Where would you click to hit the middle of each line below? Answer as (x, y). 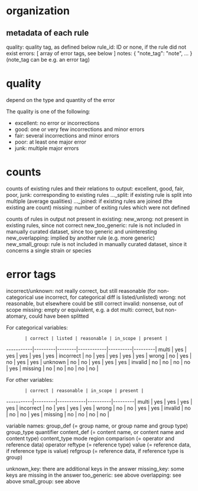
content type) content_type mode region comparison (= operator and (90, 438)
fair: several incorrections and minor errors (67, 135)
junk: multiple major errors (47, 148)
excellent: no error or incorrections (57, 123)
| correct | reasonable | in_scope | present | (84, 390)
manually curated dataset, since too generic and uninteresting (82, 231)
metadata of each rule (48, 33)
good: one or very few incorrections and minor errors (79, 129)
